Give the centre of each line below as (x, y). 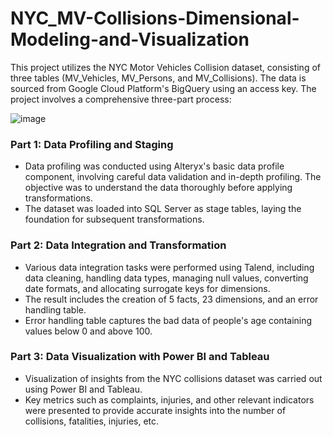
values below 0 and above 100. (88, 331)
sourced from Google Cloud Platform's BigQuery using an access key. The (163, 88)
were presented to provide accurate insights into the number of (155, 410)
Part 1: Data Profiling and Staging (92, 144)
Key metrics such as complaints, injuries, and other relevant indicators (169, 399)
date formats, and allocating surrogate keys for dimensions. (147, 288)
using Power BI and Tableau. (83, 389)
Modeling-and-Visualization (130, 39)
